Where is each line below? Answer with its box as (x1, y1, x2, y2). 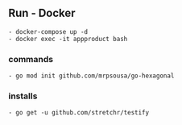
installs (8, 90, 38, 102)
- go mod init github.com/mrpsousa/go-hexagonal (8, 72, 175, 80)
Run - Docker (8, 6, 76, 20)
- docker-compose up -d (8, 27, 89, 35)
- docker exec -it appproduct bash (8, 35, 128, 43)
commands (8, 53, 54, 65)
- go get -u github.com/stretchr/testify (8, 109, 150, 117)
